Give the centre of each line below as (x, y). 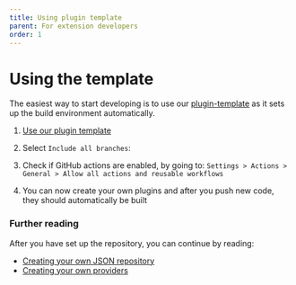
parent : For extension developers (74, 26)
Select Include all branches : (77, 148)
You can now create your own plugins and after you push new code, (148, 191)
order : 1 (26, 34)
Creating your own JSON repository (88, 261)
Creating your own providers (75, 270)
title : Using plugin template (66, 18)
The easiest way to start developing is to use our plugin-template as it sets (147, 103)
